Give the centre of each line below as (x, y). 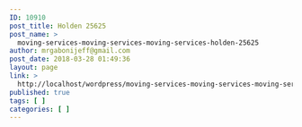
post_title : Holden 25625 (58, 26)
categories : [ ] (40, 109)
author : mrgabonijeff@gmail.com (70, 51)
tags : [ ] (28, 101)
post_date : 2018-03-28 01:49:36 (70, 59)
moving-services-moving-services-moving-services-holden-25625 (138, 42)
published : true (40, 92)
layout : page (34, 68)
